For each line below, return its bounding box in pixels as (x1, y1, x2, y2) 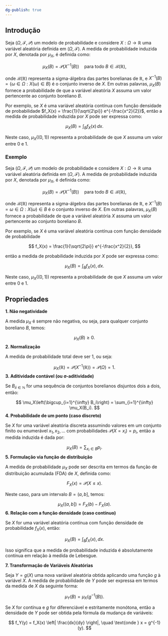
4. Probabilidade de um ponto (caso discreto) (5, 413, 102, 419)
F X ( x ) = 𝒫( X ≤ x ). (66, 480, 103, 487)
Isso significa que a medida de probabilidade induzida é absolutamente (5, 547, 153, 553)
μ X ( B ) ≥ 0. (73, 334, 96, 342)
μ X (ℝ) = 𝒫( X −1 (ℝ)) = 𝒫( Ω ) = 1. (53, 363, 116, 372)
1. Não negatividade (5, 308, 48, 314)
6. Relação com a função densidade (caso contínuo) (5, 510, 116, 516)
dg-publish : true (5, 7, 42, 13)
